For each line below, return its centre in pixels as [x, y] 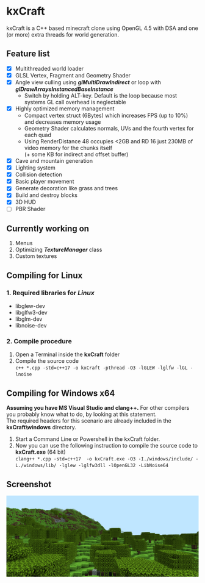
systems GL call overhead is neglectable [75, 102]
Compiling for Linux [45, 275]
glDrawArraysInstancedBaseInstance [64, 89]
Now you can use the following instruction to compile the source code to [106, 446]
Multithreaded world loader [49, 68]
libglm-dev [29, 319]
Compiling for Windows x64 [61, 393]
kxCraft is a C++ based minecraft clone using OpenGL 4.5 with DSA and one [102, 28]
